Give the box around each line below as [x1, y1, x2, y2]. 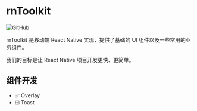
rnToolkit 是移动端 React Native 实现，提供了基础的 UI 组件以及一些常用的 [6, 36, 186, 43]
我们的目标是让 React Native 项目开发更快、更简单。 [6, 56, 135, 63]
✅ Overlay [14, 91, 40, 99]
